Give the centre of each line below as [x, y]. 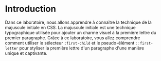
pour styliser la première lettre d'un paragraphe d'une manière [82, 48]
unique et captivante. [26, 53]
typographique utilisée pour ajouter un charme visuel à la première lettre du [81, 32]
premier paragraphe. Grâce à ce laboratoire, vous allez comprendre [72, 38]
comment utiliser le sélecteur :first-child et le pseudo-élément [70, 43]
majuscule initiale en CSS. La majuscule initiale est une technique [71, 27]
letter [12, 48]
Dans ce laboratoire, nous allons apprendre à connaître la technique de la [78, 22]
